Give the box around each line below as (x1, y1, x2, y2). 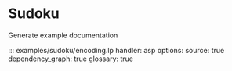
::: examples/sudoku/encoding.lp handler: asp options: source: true (8, 45, 225, 55)
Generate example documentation (8, 30, 118, 40)
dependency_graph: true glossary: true (8, 54, 134, 63)
